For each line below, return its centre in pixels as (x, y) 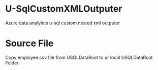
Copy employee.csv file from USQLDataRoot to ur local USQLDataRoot (79, 57)
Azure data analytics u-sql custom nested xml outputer (63, 23)
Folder (12, 63)
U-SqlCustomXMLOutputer (64, 9)
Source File (29, 43)
